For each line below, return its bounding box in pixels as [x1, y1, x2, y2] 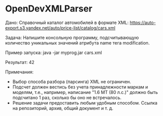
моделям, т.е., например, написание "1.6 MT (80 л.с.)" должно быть [12, 89, 158, 95]
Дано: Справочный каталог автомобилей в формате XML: [5, 19, 129, 25]
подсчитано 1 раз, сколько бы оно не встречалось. [12, 94, 121, 100]
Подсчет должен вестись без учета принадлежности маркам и [12, 83, 148, 90]
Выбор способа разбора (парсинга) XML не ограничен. [12, 78, 131, 84]
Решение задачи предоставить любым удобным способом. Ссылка [12, 99, 157, 105]
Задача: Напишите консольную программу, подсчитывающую [5, 34, 139, 40]
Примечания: [5, 68, 34, 75]
